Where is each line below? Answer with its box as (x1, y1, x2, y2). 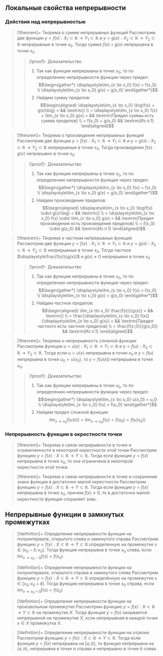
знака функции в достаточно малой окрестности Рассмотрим (17, 479, 146, 485)
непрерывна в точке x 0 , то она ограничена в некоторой (17, 458, 133, 465)
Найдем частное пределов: (36, 300, 94, 306)
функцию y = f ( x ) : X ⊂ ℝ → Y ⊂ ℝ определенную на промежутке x (17, 542, 157, 548)
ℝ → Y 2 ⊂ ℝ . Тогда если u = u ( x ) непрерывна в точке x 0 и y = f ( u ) (17, 350, 154, 357)
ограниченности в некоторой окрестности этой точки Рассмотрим (17, 447, 157, 453)
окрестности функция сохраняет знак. (17, 496, 97, 502)
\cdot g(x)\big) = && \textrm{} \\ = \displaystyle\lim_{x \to (40, 210, 155, 216)
